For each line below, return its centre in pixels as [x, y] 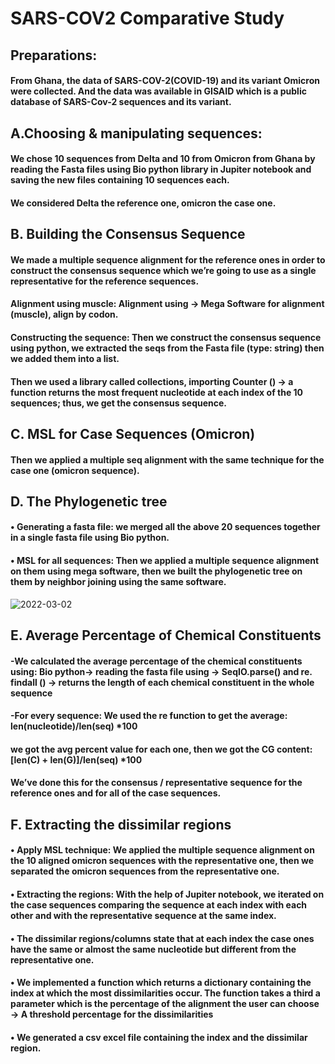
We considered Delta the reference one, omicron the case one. [143, 203]
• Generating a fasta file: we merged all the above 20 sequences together [165, 527]
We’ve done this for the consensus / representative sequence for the [156, 783]
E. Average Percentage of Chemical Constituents [166, 635]
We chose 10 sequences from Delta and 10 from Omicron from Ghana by [163, 159]
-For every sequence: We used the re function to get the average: [149, 716]
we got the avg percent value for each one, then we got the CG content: [161, 749]
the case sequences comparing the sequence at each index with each [159, 905]
